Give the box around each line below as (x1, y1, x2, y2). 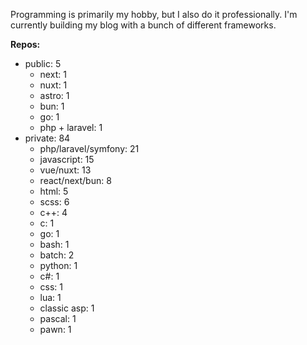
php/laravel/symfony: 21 (39, 143, 140, 154)
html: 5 (39, 185, 69, 197)
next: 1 (39, 69, 67, 80)
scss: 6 (39, 196, 70, 208)
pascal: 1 (39, 313, 77, 324)
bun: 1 (39, 100, 65, 112)
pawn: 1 (39, 324, 72, 335)
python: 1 (39, 260, 78, 271)
